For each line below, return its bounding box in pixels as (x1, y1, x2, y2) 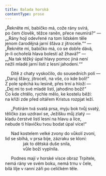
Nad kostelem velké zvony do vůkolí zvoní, (11, 130, 96, 136)
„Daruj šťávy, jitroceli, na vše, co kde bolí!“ (5, 76, 90, 81)
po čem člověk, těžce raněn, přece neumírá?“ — (5, 30, 101, 36)
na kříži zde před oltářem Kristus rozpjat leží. (5, 96, 94, 102)
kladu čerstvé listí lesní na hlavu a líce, (5, 116, 81, 122)
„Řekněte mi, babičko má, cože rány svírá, (5, 25, 89, 31)
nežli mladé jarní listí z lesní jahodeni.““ (5, 61, 83, 67)
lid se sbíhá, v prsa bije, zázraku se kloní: (5, 135, 87, 141)
